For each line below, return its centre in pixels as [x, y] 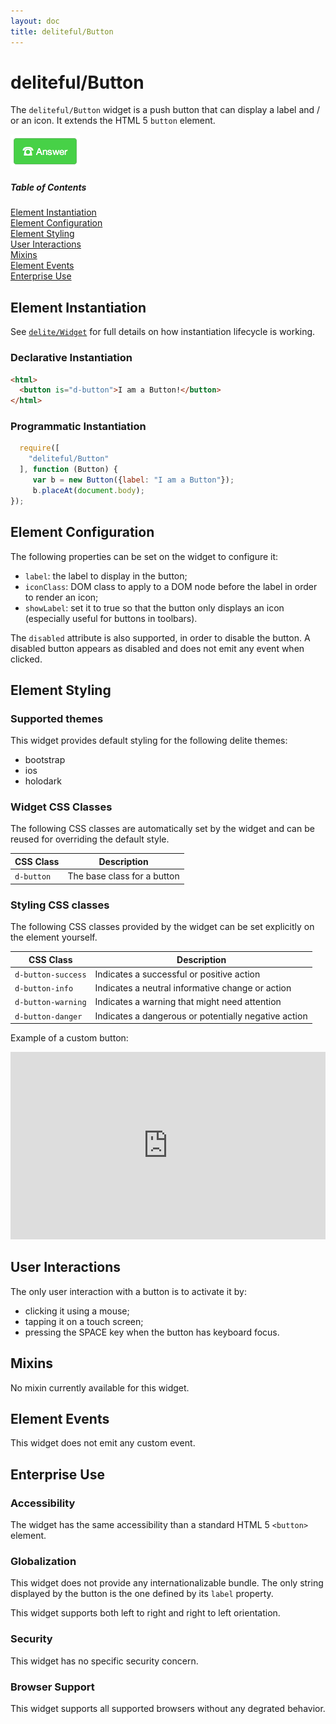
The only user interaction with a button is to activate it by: [128, 1291]
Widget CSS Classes [61, 807]
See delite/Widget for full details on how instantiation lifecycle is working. [163, 332]
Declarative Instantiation [71, 358]
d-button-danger [48, 1016]
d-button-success [50, 975]
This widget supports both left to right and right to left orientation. [145, 1613]
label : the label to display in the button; [106, 576]
